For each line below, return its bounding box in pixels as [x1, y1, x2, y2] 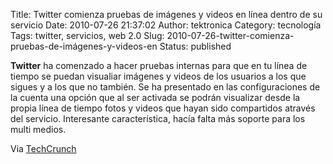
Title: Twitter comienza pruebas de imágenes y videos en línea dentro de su [10, 9, 323, 20]
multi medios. [10, 124, 67, 135]
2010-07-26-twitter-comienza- [166, 30, 295, 41]
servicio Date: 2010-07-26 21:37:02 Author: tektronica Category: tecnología [10, 19, 322, 31]
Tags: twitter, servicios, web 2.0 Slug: [10, 30, 165, 41]
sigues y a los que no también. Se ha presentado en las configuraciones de [10, 81, 321, 93]
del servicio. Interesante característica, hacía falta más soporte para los [10, 113, 306, 124]
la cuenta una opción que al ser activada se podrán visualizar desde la [10, 92, 301, 103]
